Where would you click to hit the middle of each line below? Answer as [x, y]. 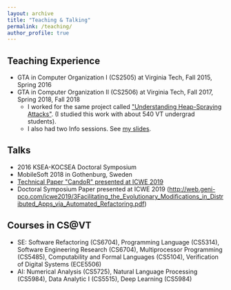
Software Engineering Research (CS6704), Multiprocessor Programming [120, 249]
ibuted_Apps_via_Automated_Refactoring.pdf [81, 204]
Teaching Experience [54, 60]
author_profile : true [38, 33]
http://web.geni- [192, 189]
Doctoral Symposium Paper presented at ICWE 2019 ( [93, 189]
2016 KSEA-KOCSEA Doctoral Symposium [77, 167]
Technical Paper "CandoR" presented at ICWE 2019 [90, 182]
